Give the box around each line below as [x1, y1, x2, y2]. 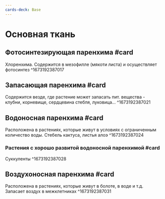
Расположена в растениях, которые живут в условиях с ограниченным [5, 127, 157, 133]
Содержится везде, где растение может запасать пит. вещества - [5, 94, 145, 100]
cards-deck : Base [5, 7, 41, 12]
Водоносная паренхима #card [5, 113, 104, 122]
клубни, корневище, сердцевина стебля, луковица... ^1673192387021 [5, 99, 151, 105]
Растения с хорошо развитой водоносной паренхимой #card [5, 145, 160, 151]
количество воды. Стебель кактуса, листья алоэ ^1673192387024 [5, 132, 144, 138]
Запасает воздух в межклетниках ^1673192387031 [5, 189, 111, 195]
